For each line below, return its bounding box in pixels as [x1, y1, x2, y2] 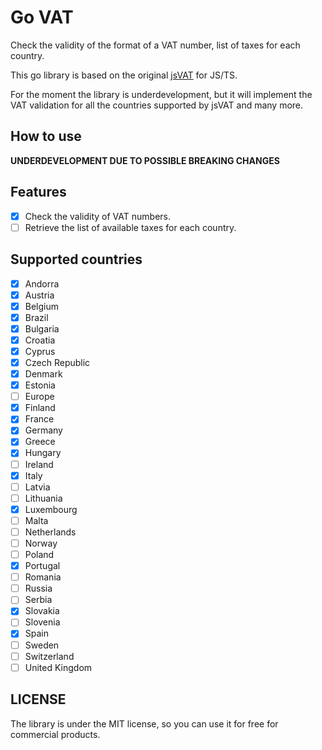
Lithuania [24, 492, 63, 504]
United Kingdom [24, 661, 93, 673]
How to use [10, 128, 82, 145]
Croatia [24, 334, 56, 346]
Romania [24, 571, 62, 583]
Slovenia [24, 616, 61, 628]
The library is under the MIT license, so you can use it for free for [10, 717, 279, 730]
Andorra [24, 277, 60, 290]
